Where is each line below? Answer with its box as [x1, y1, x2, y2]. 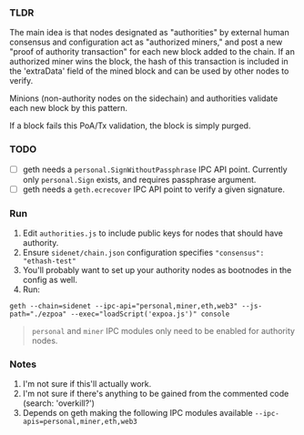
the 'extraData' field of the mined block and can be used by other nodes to [9, 66, 289, 76]
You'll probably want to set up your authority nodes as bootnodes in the [22, 265, 292, 276]
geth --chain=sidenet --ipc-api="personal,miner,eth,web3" [9, 302, 238, 311]
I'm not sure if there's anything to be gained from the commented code [22, 389, 289, 400]
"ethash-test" [22, 257, 76, 266]
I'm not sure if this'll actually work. [22, 379, 152, 389]
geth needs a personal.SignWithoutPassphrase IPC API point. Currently [22, 164, 289, 175]
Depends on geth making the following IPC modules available [22, 408, 253, 419]
